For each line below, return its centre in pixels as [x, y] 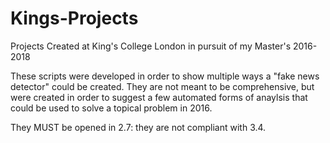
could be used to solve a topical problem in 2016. [111, 108]
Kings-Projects [74, 18]
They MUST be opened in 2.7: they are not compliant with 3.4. [138, 127]
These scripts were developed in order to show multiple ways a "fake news [165, 76]
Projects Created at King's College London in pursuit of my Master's [151, 46]
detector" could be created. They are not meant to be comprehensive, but [162, 86]
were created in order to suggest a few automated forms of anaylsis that [159, 97]
